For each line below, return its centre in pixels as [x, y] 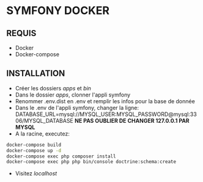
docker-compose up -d [34, 150]
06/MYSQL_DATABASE [44, 120]
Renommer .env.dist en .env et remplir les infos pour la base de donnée [105, 101]
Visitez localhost [36, 173]
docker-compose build [34, 145]
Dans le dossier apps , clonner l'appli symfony [73, 95]
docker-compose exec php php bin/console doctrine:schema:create [91, 162]
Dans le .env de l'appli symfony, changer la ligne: [77, 107]
